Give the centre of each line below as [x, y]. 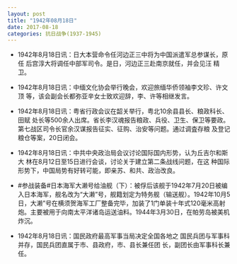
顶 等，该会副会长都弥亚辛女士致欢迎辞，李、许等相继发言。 [105, 96]
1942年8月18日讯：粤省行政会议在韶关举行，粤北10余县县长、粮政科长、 [123, 111]
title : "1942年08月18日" [42, 21]
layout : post [27, 14]
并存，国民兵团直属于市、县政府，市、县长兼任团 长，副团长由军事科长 [121, 245]
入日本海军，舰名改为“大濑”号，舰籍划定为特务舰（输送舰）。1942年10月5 [124, 195]
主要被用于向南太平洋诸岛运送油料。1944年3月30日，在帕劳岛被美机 [130, 212]
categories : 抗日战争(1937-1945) [54, 34]
